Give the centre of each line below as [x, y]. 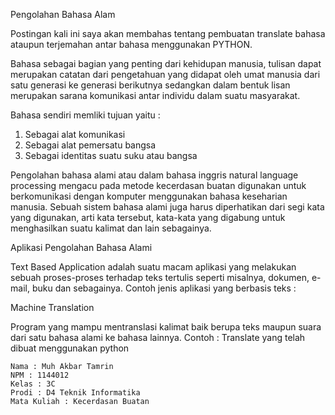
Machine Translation [52, 307]
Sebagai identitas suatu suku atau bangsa [111, 155]
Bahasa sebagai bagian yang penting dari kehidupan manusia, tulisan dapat [166, 63]
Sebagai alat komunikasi [75, 134]
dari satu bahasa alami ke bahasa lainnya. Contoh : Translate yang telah [158, 337]
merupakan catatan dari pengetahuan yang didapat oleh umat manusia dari [165, 74]
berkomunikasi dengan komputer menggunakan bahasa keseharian [149, 196]
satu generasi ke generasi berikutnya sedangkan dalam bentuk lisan [150, 85]
